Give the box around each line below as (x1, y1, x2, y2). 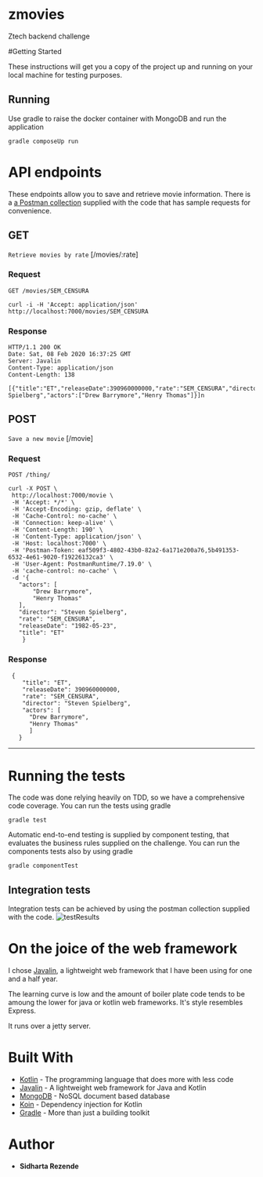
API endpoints (8, 163, 102, 181)
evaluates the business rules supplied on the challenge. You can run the (8, 838, 240, 848)
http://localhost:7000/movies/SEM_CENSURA (8, 308, 149, 315)
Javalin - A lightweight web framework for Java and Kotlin (19, 1083, 207, 1092)
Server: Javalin (8, 357, 61, 366)
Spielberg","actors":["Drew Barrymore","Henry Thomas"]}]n (8, 392, 205, 399)
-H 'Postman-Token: (11, 547, 76, 555)
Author (8, 1135, 55, 1153)
